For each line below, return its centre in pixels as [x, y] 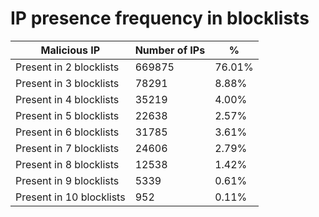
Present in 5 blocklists [67, 115]
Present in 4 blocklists [67, 99]
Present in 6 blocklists [67, 132]
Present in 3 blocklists [67, 83]
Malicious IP [70, 50]
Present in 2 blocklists [67, 67]
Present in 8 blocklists [67, 164]
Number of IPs [170, 50]
